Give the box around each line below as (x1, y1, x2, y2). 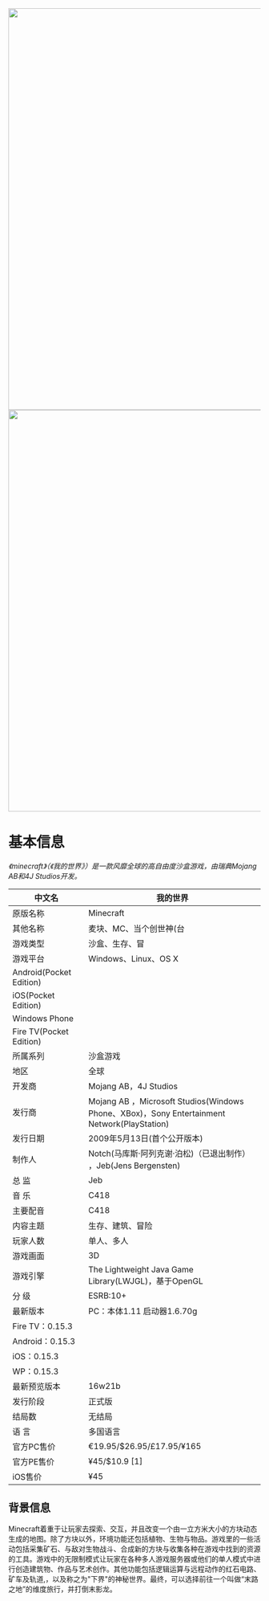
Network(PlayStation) (87, 1118, 170, 1129)
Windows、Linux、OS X (87, 953, 179, 964)
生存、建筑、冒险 (87, 1220, 153, 1231)
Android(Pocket (12, 966, 72, 978)
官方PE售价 (12, 1456, 54, 1467)
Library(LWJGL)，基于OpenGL (87, 1275, 203, 1286)
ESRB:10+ (87, 1289, 126, 1301)
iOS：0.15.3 (12, 1350, 59, 1362)
